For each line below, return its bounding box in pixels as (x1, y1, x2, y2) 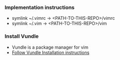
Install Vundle (4, 33, 39, 40)
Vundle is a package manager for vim (11, 44, 89, 50)
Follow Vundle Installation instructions (11, 49, 90, 56)
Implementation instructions (4, 4, 75, 11)
